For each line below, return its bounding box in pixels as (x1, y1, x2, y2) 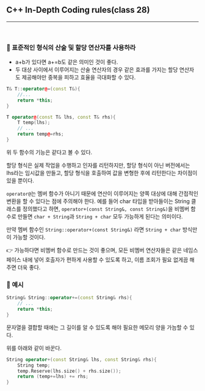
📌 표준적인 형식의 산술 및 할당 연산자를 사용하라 (6, 43, 136, 51)
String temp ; (17, 362, 51, 368)
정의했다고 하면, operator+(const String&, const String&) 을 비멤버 (22, 205, 190, 212)
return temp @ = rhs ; (17, 131, 64, 137)
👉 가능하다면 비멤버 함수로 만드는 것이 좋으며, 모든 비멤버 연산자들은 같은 (6, 246, 182, 253)
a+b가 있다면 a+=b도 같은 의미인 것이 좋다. (15, 58, 118, 66)
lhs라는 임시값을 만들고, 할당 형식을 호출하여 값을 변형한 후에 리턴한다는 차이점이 (6, 169, 198, 176)
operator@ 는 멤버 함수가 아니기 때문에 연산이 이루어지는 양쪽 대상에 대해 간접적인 (6, 190, 199, 197)
